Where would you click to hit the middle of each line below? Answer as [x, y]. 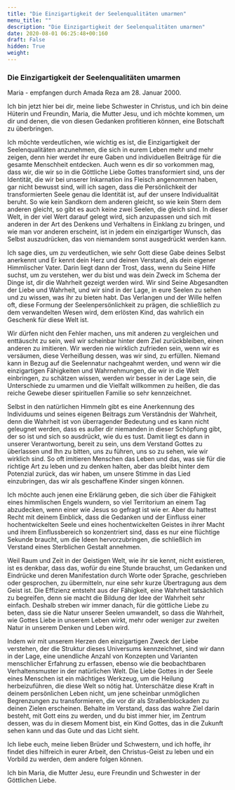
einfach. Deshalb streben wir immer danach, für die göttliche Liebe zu [108, 605]
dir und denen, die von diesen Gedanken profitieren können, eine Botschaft [116, 121]
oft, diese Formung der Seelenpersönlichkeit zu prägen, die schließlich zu [114, 305]
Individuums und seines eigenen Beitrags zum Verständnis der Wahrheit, [112, 414]
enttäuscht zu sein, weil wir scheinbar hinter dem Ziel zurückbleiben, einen [115, 341]
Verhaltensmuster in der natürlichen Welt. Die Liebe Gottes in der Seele [110, 671]
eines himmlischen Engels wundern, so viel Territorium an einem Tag [107, 502]
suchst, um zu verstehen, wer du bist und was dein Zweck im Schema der [114, 275]
